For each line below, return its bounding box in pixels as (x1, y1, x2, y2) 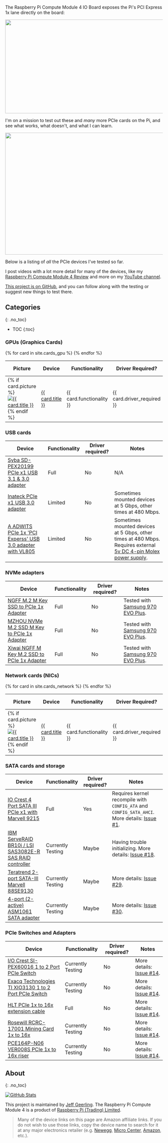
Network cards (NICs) (5, 672, 59, 679)
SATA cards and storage (5, 762, 65, 769)
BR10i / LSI (7, 842, 34, 849)
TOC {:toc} (12, 326, 35, 332)
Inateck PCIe (7, 493, 37, 500)
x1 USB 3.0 (7, 499, 35, 506)
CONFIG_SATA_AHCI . (111, 809, 155, 816)
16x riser (7, 1052, 29, 1059)
